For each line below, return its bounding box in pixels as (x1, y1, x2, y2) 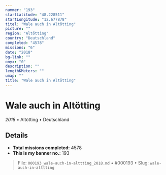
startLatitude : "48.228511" (5, 12, 65, 17)
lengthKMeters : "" (5, 69, 44, 74)
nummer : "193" (5, 7, 36, 13)
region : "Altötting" (5, 31, 49, 36)
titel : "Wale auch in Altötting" (5, 21, 76, 27)
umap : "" (5, 73, 24, 78)
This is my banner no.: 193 (12, 150, 70, 156)
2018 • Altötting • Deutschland (5, 116, 70, 122)
